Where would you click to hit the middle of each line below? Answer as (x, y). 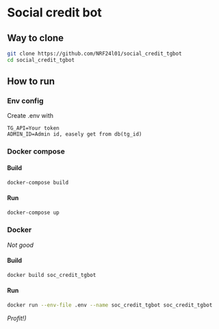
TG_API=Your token (33, 128)
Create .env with (30, 116)
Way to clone (35, 38)
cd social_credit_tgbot (41, 60)
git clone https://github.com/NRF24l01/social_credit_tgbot (95, 53)
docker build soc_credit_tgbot (52, 276)
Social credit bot (55, 13)
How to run (31, 81)
